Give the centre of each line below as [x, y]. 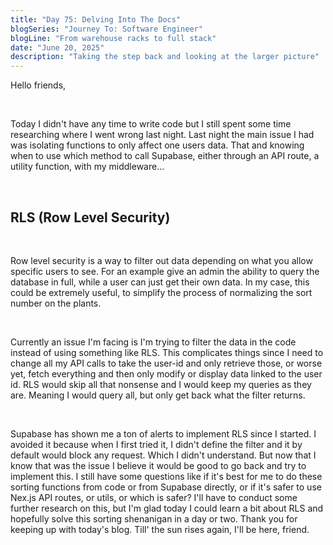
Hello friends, [38, 85]
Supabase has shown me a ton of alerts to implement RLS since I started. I [163, 433]
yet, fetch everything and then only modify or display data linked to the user [166, 373]
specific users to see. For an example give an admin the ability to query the [165, 271]
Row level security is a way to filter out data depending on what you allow [161, 260]
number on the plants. [56, 303]
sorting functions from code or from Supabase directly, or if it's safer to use [166, 487]
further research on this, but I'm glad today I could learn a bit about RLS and [167, 508]
